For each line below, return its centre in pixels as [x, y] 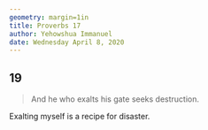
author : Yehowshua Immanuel [61, 34]
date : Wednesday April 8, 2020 [67, 42]
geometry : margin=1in [49, 17]
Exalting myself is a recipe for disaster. [80, 117]
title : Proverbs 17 [45, 26]
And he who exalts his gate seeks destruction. [115, 99]
